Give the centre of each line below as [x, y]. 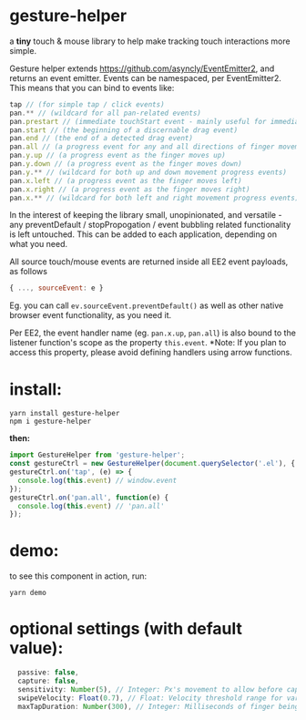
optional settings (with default [126, 629]
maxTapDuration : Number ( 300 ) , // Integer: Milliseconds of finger [146, 706]
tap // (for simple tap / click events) [87, 104]
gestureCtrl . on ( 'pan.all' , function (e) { [89, 498]
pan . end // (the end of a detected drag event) [102, 139]
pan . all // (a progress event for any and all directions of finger [142, 147]
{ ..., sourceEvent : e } [56, 288]
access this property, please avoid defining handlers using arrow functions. [151, 353]
